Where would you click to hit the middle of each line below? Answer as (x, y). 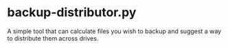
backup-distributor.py (72, 13)
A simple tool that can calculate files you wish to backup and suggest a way (114, 31)
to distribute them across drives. (53, 38)
